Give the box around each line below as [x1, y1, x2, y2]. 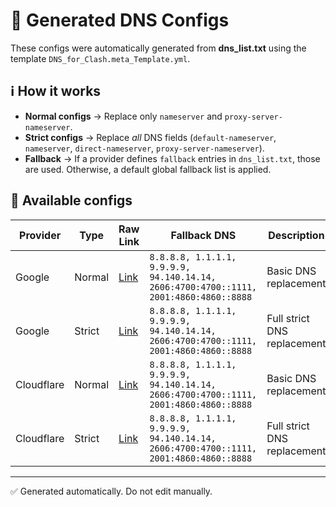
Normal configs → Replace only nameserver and [24, 110, 223, 122]
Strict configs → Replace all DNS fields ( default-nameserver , [24, 131, 277, 143]
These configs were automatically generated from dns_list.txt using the [10, 42, 307, 54]
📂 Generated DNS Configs [10, 9, 230, 32]
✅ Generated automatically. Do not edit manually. [10, 485, 213, 497]
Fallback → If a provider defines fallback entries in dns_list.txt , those [24, 152, 321, 164]
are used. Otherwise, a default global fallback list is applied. [24, 163, 272, 175]
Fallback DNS [170, 228, 237, 242]
